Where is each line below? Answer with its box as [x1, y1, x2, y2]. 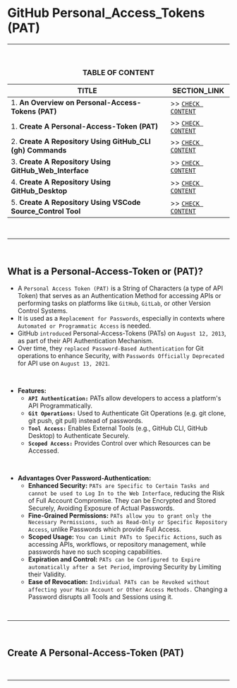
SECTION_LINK [172, 86, 224, 96]
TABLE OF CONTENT [82, 67, 155, 77]
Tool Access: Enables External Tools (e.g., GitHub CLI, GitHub [28, 424, 208, 432]
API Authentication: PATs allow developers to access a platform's [28, 394, 221, 403]
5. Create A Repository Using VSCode [11, 198, 141, 208]
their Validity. [28, 570, 66, 579]
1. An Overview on [11, 97, 75, 107]
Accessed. [28, 446, 59, 455]
